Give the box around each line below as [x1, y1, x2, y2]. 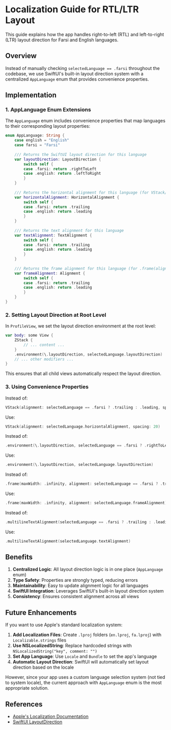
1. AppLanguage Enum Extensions [5, 106, 92, 113]
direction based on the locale [12, 664, 74, 670]
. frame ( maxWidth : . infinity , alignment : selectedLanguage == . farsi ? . [5, 481, 163, 486]
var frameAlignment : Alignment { [14, 271, 85, 276]
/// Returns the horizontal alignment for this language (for [14, 190, 149, 195]
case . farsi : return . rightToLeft [23, 166, 97, 172]
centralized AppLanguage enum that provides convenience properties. [5, 76, 149, 82]
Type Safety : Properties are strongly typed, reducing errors [12, 577, 138, 583]
